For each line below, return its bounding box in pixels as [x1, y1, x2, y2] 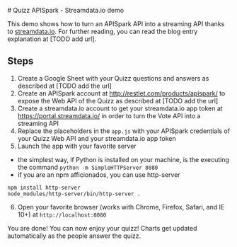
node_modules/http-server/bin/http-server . [7, 190, 141, 197]
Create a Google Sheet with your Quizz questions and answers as [17, 74, 209, 82]
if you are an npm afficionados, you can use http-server [17, 170, 180, 179]
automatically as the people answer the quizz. [7, 231, 141, 240]
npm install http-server [7, 184, 81, 191]
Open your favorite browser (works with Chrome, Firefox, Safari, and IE [17, 202, 225, 211]
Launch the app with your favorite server [17, 142, 137, 150]
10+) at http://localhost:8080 [17, 210, 107, 219]
